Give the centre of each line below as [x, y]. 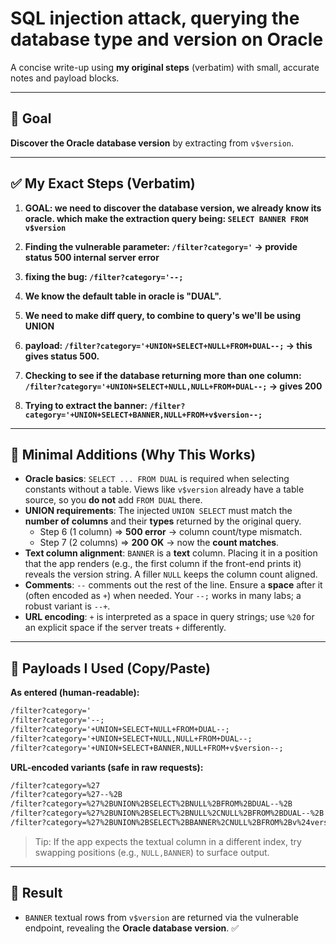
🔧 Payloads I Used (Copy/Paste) [111, 668]
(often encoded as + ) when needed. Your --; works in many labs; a [163, 596]
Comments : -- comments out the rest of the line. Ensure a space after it [173, 585]
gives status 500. [62, 356]
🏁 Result [36, 893]
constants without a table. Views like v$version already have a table [164, 489]
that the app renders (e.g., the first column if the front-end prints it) [163, 564]
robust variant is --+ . [67, 606]
